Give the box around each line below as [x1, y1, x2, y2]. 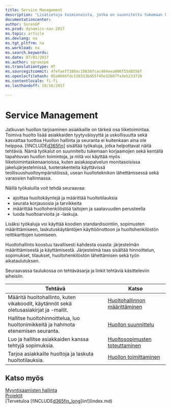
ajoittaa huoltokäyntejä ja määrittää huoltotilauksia [12, 194, 118, 201]
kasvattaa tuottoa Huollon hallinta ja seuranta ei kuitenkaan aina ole [5, 137, 147, 143]
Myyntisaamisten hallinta [5, 387, 58, 393]
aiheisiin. [5, 273, 24, 279]
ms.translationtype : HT [5, 64, 56, 69]
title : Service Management [5, 7, 63, 13]
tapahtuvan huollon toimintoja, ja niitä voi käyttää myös [5, 153, 121, 159]
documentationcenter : [5, 17, 51, 22]
